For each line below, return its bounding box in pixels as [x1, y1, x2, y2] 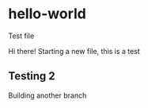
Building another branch [8, 91, 87, 100]
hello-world [8, 5, 87, 23]
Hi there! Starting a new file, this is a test [8, 46, 140, 56]
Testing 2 [8, 69, 55, 83]
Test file [8, 31, 35, 40]
